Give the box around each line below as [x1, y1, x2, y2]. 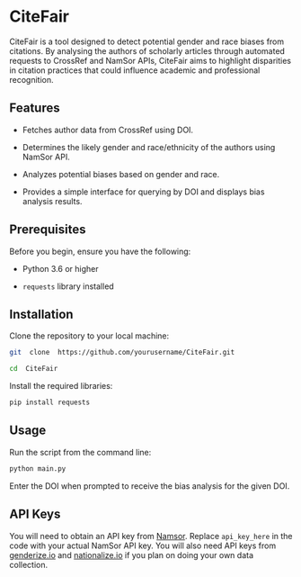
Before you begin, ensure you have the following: [9, 246, 191, 257]
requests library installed [22, 281, 114, 292]
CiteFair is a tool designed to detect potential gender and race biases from [9, 36, 285, 47]
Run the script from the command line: [9, 446, 152, 457]
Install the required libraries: [9, 381, 113, 392]
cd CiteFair [9, 365, 58, 374]
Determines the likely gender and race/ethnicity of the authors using [22, 141, 276, 152]
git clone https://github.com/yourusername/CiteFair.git [9, 348, 235, 357]
